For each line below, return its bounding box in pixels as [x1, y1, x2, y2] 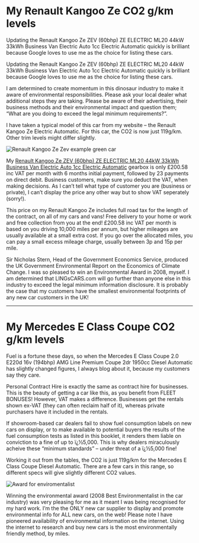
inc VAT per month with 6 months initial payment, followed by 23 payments [6, 169, 189, 176]
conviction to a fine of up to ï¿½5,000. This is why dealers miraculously [6, 438, 179, 446]
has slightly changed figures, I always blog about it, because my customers [6, 365, 190, 372]
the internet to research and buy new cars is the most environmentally [6, 523, 178, 531]
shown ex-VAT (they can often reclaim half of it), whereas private [6, 402, 165, 409]
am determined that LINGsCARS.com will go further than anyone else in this [6, 274, 191, 282]
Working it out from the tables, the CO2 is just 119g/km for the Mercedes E [6, 456, 187, 463]
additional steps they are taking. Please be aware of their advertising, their [6, 97, 188, 105]
